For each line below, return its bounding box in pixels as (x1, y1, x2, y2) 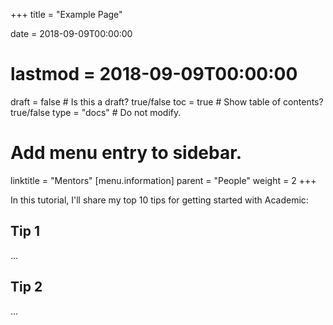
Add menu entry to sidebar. (10, 142, 243, 164)
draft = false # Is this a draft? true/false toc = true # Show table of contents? (10, 95, 324, 108)
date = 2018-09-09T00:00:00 (10, 28, 133, 39)
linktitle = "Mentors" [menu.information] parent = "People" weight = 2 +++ (10, 174, 317, 186)
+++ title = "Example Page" (10, 9, 123, 20)
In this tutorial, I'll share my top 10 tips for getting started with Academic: (10, 194, 309, 206)
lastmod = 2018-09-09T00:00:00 (10, 63, 298, 86)
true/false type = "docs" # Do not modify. (10, 106, 182, 118)
